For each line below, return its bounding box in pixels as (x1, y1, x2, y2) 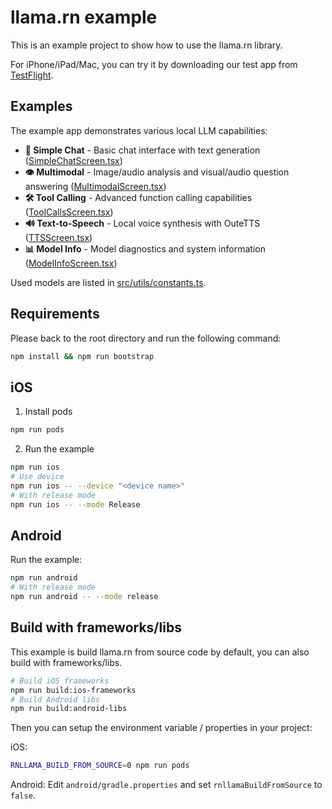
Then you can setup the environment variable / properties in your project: (10, 722, 313, 734)
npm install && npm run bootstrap (10, 351, 155, 361)
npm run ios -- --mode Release (10, 499, 141, 510)
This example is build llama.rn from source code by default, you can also (10, 646, 310, 658)
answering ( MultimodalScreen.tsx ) (24, 180, 167, 192)
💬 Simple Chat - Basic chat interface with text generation (24, 144, 261, 156)
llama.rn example (10, 6, 158, 29)
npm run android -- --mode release (10, 592, 159, 602)
